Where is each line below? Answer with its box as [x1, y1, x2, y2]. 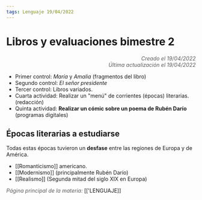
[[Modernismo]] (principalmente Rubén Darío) [14, 169, 129, 177]
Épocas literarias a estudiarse [6, 128, 120, 139]
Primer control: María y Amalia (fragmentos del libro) [14, 73, 147, 80]
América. [6, 151, 29, 158]
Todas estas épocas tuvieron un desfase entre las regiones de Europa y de [6, 145, 192, 152]
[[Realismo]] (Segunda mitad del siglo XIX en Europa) [14, 175, 147, 183]
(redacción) [14, 98, 44, 105]
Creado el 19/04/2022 [141, 55, 196, 62]
